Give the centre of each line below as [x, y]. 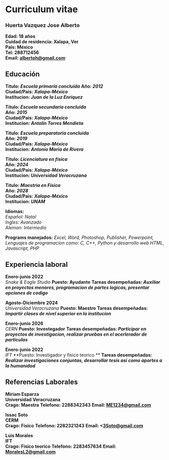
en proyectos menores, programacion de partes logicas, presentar [77, 288]
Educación [22, 74]
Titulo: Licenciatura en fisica [36, 159]
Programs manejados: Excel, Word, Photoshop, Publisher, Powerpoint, [80, 237]
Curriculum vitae [41, 9]
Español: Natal [21, 217]
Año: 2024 [17, 165]
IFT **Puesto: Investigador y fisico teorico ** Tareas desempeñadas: [79, 355]
